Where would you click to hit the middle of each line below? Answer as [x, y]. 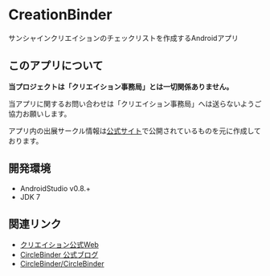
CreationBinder [60, 15]
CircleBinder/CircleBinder [62, 264]
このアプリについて [56, 66]
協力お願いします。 [40, 113]
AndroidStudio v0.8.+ [55, 188]
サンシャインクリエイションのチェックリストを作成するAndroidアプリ [123, 38]
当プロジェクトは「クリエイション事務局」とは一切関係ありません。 [121, 87]
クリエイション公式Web [59, 245]
